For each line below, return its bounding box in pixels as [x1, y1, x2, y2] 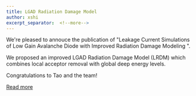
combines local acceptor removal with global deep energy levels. [6, 60, 166, 67]
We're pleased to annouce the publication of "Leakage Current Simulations [6, 36, 190, 44]
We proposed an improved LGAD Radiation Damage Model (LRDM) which [6, 54, 186, 61]
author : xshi [6, 14, 39, 20]
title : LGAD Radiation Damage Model [6, 8, 97, 15]
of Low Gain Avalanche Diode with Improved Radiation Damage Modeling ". [6, 42, 191, 49]
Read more [6, 83, 33, 91]
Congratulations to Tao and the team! [6, 72, 98, 79]
